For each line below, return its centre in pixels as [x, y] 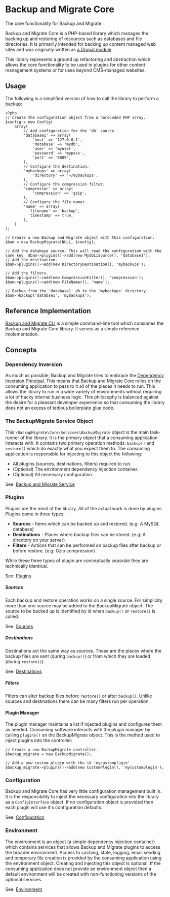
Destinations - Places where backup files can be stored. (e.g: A [79, 534]
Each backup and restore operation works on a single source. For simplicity [84, 600]
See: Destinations [24, 671]
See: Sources [19, 626]
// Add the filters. [27, 273]
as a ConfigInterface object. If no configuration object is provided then [79, 802]
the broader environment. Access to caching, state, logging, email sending [83, 852]
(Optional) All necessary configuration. [53, 474]
